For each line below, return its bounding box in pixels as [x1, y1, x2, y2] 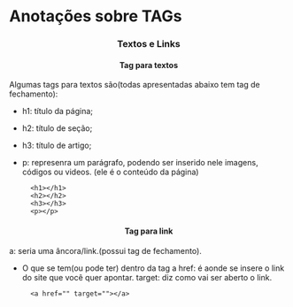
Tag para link [124, 226, 173, 236]
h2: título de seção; [21, 123, 93, 134]
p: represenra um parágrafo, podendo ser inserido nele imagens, [21, 157, 258, 168]
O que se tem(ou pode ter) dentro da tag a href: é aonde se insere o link [21, 263, 285, 273]
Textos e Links [117, 38, 181, 50]
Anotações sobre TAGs [9, 6, 182, 27]
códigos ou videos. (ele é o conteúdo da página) [21, 166, 199, 178]
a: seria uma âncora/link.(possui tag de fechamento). [9, 245, 202, 256]
